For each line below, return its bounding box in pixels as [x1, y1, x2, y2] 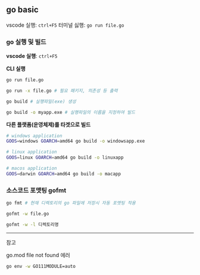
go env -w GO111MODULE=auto [6, 263, 76, 269]
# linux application [6, 149, 58, 155]
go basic [6, 5, 39, 15]
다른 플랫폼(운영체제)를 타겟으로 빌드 [6, 120, 91, 128]
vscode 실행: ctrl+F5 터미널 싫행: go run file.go [6, 21, 124, 29]
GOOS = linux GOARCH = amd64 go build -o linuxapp [6, 155, 124, 160]
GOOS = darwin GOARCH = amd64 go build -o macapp [6, 171, 121, 177]
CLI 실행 [6, 65, 26, 72]
